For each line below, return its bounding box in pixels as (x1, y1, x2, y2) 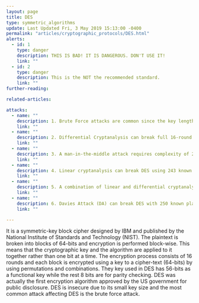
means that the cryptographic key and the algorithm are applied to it (6, 246, 172, 253)
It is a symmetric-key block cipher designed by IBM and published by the (6, 227, 185, 234)
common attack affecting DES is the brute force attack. (6, 291, 140, 298)
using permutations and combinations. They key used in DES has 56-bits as (6, 265, 191, 272)
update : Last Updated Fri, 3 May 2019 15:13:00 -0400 (6, 25, 142, 31)
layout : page (6, 8, 38, 15)
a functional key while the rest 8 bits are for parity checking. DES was (6, 272, 176, 279)
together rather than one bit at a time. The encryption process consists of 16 (6, 253, 192, 260)
